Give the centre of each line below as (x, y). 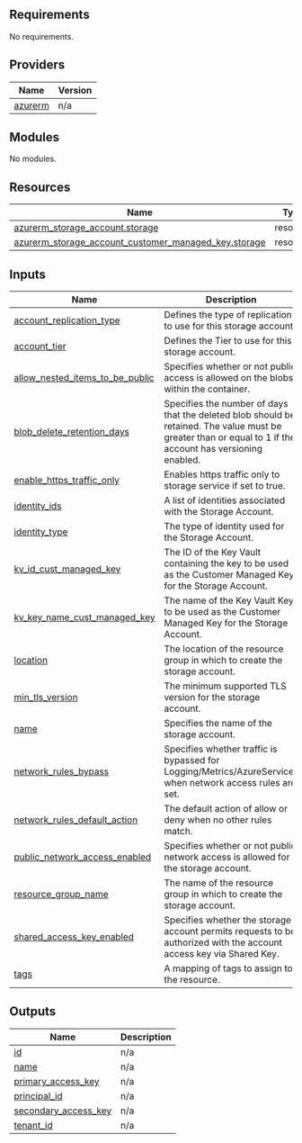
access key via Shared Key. (222, 954)
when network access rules (222, 783)
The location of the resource (224, 649)
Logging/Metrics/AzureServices (231, 771)
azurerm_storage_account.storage (86, 228)
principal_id (38, 1095)
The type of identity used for (224, 526)
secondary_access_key (63, 1111)
